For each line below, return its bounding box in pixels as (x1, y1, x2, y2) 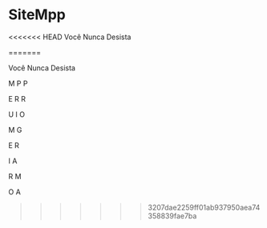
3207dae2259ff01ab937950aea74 (148, 202, 261, 212)
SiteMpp (8, 6, 66, 24)
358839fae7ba (148, 210, 197, 221)
